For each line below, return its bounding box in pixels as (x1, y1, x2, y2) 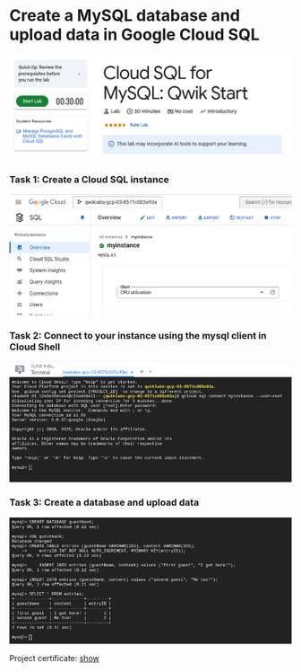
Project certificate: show (9, 652, 100, 663)
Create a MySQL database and (9, 5, 240, 26)
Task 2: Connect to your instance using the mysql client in (9, 329, 267, 341)
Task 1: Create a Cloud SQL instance (9, 172, 170, 185)
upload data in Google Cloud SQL (9, 24, 260, 45)
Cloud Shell (9, 340, 61, 353)
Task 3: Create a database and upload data (9, 496, 200, 508)
